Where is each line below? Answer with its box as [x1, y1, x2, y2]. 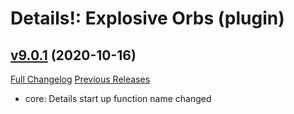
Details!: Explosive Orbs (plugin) [10, 7, 285, 30]
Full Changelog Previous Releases [10, 73, 151, 85]
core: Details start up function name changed [24, 93, 212, 104]
